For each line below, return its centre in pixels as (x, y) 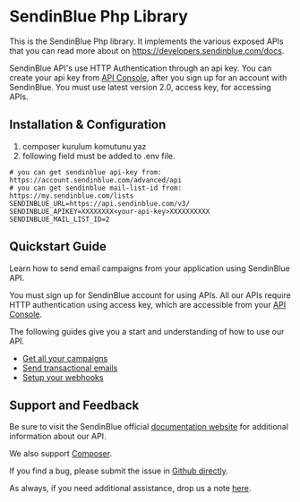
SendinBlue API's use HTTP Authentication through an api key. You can (141, 68)
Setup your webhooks (63, 377)
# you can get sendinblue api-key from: (86, 172)
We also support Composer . (61, 454)
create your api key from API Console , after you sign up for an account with (148, 77)
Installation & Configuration (88, 125)
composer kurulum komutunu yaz (84, 146)
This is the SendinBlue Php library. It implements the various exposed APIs (146, 41)
